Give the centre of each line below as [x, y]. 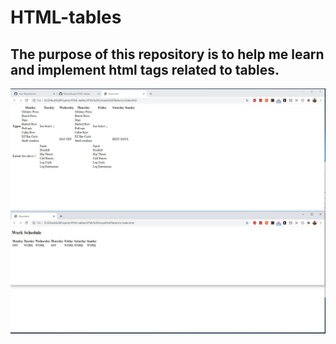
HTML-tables [66, 17]
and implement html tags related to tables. [145, 69]
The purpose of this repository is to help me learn [167, 54]
